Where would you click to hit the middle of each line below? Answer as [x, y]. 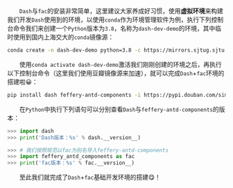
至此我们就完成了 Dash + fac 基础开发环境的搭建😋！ [90, 178]
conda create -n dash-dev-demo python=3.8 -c [74, 50]
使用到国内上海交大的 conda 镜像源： [63, 37]
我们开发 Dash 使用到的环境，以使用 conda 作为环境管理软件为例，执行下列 [109, 19]
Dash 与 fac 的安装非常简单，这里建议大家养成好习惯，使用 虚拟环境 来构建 [122, 11]
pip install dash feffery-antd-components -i [74, 95]
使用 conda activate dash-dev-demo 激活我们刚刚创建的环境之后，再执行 [120, 64]
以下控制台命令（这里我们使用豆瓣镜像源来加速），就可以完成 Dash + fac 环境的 [116, 73]
